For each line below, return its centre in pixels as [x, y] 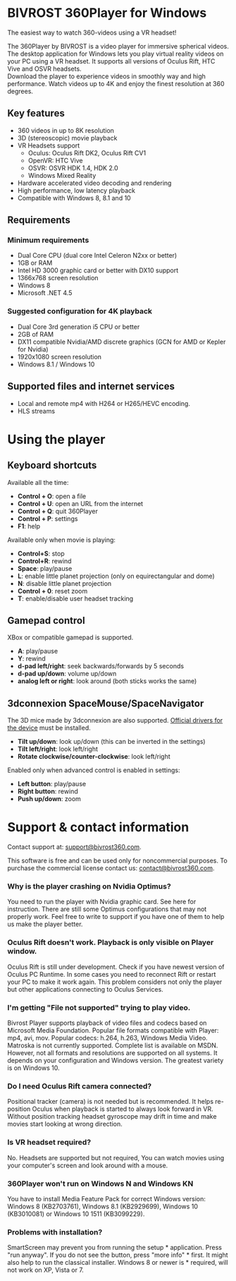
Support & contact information [98, 828]
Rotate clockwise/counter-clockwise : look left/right [94, 757]
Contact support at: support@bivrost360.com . [75, 847]
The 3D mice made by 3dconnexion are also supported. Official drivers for [115, 721]
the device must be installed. [49, 728]
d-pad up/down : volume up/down [67, 674]
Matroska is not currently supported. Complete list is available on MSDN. [113, 1045]
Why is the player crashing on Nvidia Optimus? [89, 886]
